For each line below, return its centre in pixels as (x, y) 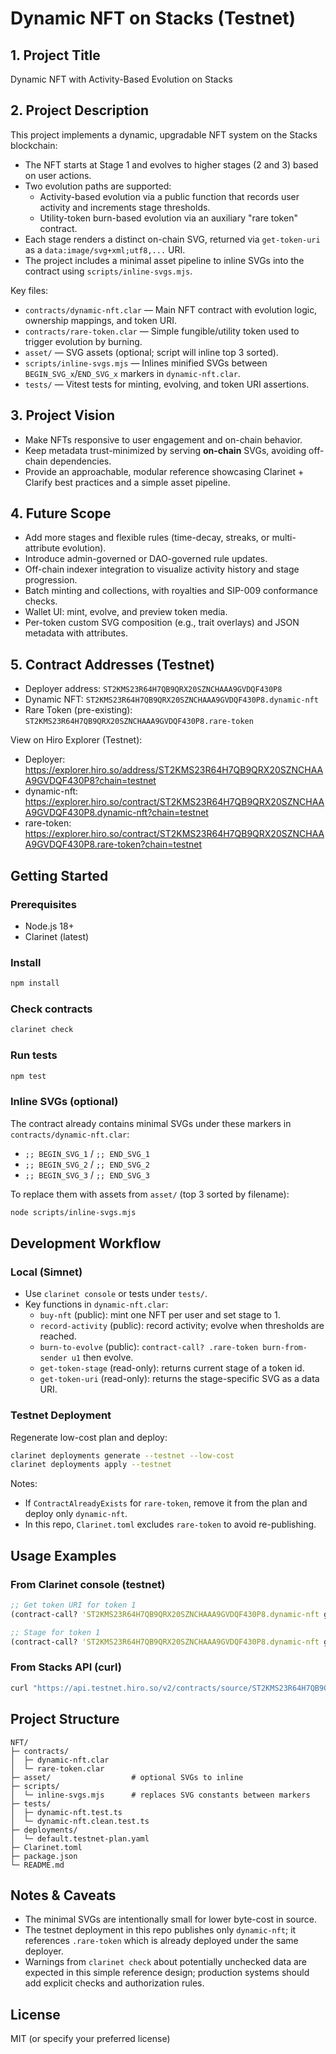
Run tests (34, 1055)
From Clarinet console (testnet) (88, 1584)
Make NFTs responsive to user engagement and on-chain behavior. (163, 439)
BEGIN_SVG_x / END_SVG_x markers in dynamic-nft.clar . (132, 373)
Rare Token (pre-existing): (78, 710)
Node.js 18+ (49, 926)
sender (53, 1358)
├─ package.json (44, 1856)
